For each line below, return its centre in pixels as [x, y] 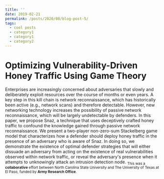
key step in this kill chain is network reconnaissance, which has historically [80, 99]
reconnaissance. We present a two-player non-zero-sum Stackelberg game [81, 131]
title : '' [15, 10]
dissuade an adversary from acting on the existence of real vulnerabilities [79, 151]
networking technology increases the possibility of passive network [73, 110]
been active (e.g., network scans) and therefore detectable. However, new [80, 105]
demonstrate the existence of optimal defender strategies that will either [78, 146]
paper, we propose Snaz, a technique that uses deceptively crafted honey [80, 120]
